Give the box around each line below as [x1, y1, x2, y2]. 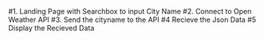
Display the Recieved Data [8, 24, 95, 32]
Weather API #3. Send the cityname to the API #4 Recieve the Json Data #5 [8, 15, 257, 24]
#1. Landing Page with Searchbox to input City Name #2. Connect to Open [8, 7, 252, 16]
